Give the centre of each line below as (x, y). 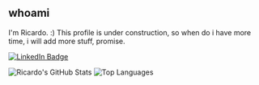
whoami (29, 13)
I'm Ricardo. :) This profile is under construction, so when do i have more (130, 32)
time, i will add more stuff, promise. (67, 41)
